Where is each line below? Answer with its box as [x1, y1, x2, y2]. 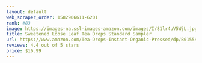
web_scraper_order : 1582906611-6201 [6, 14, 98, 20]
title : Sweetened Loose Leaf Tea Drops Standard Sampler [6, 31, 152, 37]
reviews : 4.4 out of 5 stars [6, 43, 79, 49]
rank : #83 [6, 20, 31, 26]
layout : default [6, 8, 47, 15]
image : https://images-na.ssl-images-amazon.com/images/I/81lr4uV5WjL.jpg [6, 25, 198, 32]
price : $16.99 [6, 48, 42, 54]
